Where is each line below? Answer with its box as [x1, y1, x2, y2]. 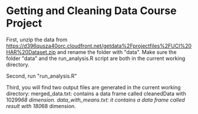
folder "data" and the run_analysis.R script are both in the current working [6, 55, 186, 62]
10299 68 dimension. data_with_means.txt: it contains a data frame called [6, 96, 186, 103]
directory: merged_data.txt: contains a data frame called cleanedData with [6, 90, 187, 97]
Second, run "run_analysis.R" [6, 72, 77, 79]
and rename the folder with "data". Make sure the [57, 48, 177, 55]
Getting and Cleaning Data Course [6, 4, 177, 18]
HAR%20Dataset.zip [6, 48, 56, 55]
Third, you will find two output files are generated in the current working [6, 83, 181, 90]
